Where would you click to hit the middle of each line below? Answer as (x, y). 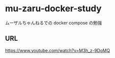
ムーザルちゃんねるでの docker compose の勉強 (54, 23)
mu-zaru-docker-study (53, 9)
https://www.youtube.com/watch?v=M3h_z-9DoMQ (57, 50)
